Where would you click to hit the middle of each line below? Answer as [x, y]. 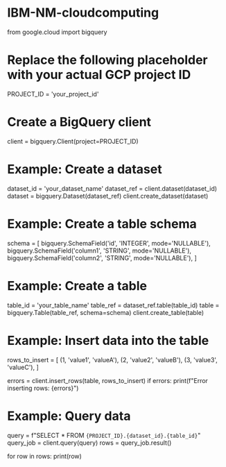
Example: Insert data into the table [108, 340]
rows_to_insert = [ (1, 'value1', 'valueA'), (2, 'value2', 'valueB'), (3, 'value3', [113, 359]
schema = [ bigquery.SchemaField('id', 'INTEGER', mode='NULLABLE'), [109, 243]
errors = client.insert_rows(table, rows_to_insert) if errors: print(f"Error [107, 380]
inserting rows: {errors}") [43, 388]
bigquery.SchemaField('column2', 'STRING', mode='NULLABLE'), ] [102, 257]
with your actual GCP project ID [99, 75]
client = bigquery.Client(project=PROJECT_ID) [73, 141]
